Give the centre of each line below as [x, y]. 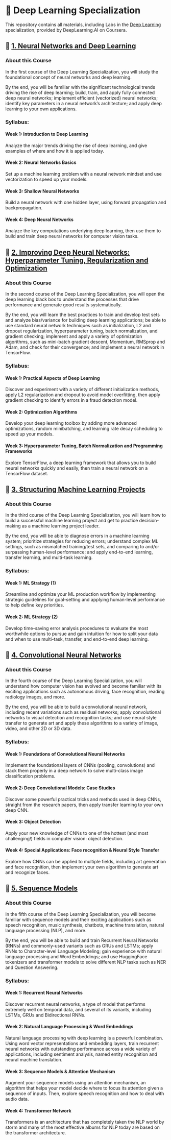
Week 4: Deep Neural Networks [40, 220]
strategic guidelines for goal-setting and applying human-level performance [85, 600]
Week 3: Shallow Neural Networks [42, 191]
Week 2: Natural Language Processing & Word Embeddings [69, 1027]
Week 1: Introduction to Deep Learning [47, 134]
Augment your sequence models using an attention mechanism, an [76, 1083]
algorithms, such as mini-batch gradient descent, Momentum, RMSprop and [85, 342]
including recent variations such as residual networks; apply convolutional [83, 712]
